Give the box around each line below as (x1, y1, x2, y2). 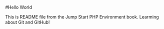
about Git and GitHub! (5, 19, 50, 25)
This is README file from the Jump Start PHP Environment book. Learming (5, 14, 159, 19)
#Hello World (5, 4, 32, 10)
